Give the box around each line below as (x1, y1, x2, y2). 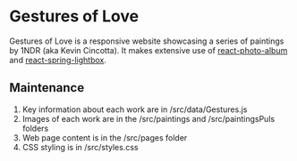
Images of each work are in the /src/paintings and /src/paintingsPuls (21, 113, 276, 124)
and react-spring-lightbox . (9, 54, 107, 65)
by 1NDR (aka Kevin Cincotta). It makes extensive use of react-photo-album (9, 44, 288, 55)
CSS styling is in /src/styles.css (21, 141, 139, 152)
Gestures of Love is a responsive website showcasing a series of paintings (9, 36, 284, 46)
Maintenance (9, 80, 85, 95)
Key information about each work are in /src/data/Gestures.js (21, 104, 248, 115)
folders (21, 123, 49, 133)
